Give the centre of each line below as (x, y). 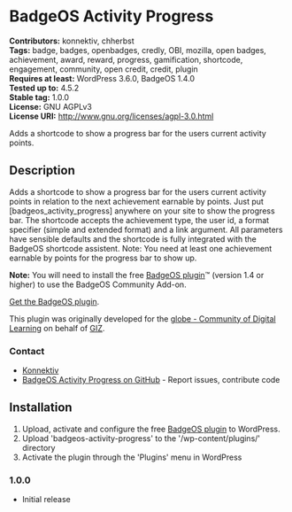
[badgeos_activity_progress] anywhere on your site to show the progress (142, 211)
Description (42, 171)
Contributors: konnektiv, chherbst (72, 41)
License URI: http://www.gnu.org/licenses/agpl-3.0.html (111, 116)
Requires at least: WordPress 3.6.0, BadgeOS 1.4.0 (102, 78)
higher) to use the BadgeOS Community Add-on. (98, 284)
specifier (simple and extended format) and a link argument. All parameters (146, 229)
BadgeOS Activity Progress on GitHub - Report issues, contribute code (151, 380)
